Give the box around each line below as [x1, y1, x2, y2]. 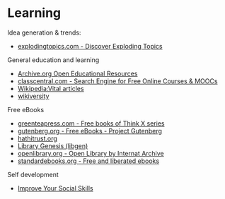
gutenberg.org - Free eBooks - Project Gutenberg [17, 126, 163, 135]
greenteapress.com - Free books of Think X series [17, 119, 165, 128]
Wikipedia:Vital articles [17, 84, 84, 92]
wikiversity [17, 92, 50, 100]
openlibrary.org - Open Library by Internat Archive [17, 149, 164, 157]
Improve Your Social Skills [17, 183, 93, 192]
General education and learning [7, 55, 100, 64]
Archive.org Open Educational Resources [17, 69, 138, 78]
